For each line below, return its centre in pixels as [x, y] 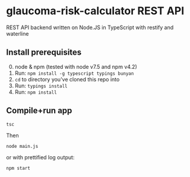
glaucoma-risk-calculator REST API [95, 11]
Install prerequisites [44, 53]
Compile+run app [39, 111]
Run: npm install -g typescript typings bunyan [74, 73]
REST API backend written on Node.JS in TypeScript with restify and [90, 27]
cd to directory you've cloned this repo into [67, 79]
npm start [18, 168]
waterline [18, 33]
